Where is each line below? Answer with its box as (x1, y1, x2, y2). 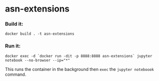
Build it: (5, 21, 23, 27)
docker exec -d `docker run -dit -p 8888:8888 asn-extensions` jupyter (5, 54, 152, 58)
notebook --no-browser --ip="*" (5, 58, 70, 63)
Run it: (5, 42, 21, 49)
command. (5, 71, 27, 77)
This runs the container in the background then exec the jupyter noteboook (5, 66, 154, 72)
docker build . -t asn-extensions (5, 31, 75, 37)
